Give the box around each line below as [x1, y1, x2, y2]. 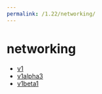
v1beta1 [16, 79, 39, 88]
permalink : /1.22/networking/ [6, 10, 96, 18]
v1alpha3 [16, 71, 43, 80]
